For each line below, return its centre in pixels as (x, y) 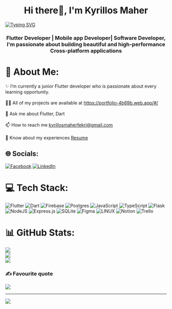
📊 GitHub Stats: (40, 232)
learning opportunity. (27, 92)
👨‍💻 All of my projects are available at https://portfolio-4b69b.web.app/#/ (82, 102)
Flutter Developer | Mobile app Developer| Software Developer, (86, 38)
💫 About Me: (32, 72)
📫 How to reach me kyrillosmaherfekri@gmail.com (59, 125)
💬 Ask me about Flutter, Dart (35, 114)
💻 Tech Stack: (37, 188)
